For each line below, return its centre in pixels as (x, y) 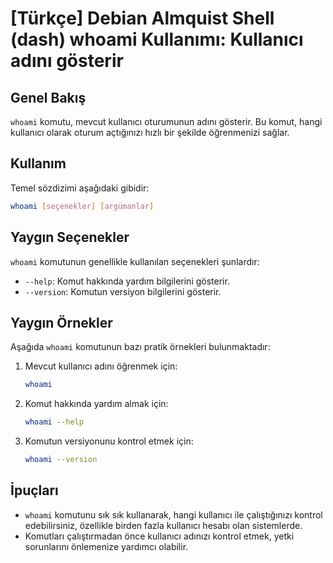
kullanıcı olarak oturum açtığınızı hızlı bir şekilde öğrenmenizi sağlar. (150, 132)
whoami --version (61, 460)
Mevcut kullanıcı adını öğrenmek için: (101, 366)
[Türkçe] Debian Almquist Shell (142, 18)
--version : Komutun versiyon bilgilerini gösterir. (123, 291)
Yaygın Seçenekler (70, 237)
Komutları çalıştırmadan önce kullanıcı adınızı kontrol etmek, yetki (159, 536)
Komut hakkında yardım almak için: (96, 404)
